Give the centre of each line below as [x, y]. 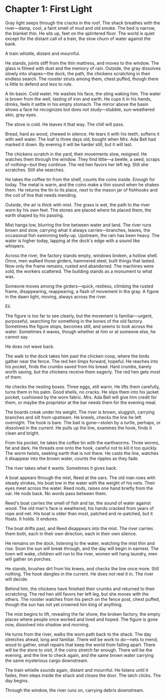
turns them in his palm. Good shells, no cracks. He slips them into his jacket [82, 392]
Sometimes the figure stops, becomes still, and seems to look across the [79, 326]
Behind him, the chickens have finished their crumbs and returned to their [80, 589]
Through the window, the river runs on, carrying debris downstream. [75, 690]
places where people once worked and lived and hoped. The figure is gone [82, 619]
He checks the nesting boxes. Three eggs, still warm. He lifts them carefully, [83, 387]
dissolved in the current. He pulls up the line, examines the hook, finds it [79, 428]
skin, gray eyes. [21, 114]
